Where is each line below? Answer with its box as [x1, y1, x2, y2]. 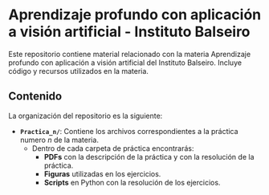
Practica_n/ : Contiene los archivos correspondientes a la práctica [19, 126, 238, 136]
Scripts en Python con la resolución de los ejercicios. [43, 177, 221, 187]
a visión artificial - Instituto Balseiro [8, 22, 251, 41]
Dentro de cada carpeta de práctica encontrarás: [31, 143, 194, 153]
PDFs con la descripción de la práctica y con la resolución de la [43, 152, 255, 161]
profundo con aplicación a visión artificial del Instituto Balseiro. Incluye [8, 58, 243, 67]
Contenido [8, 90, 63, 104]
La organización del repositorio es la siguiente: [8, 111, 163, 120]
